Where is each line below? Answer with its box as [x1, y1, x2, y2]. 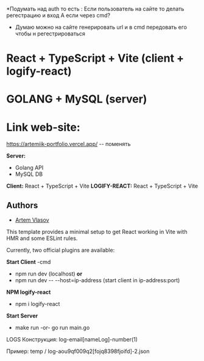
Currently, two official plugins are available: [6, 247, 115, 254]
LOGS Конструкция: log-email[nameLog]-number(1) [6, 336, 138, 343]
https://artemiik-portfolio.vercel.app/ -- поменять [6, 140, 131, 148]
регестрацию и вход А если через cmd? [6, 12, 111, 19]
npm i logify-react [15, 301, 60, 308]
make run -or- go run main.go [15, 324, 90, 332]
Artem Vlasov [15, 216, 50, 224]
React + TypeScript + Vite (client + [6, 51, 185, 65]
